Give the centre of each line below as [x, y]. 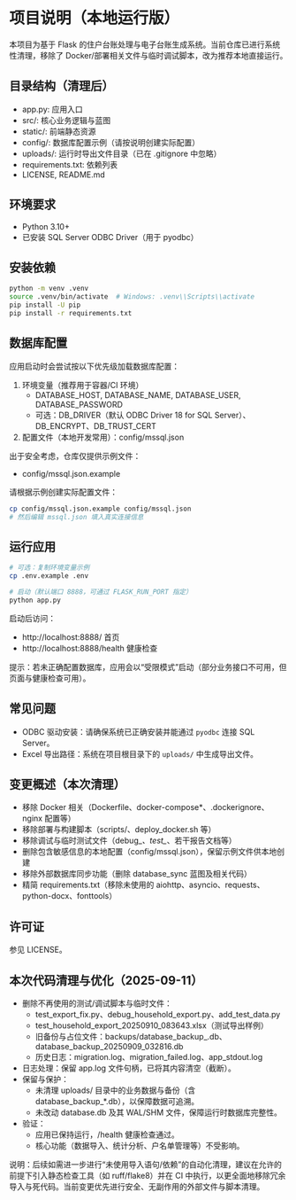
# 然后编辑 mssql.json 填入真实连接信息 [76, 517]
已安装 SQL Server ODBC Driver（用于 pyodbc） [110, 237]
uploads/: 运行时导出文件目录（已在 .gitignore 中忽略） [121, 153]
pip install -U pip [45, 305]
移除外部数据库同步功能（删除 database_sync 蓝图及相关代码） [137, 874]
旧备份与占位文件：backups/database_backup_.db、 [131, 1036]
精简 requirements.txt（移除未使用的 [88, 885]
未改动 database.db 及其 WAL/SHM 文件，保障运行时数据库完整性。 [159, 1112]
